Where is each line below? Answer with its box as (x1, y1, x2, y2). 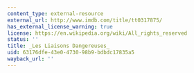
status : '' (7, 36, 39, 43)
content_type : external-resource (7, 10, 104, 17)
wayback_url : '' (7, 56, 54, 63)
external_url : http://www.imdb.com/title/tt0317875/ (7, 17, 163, 24)
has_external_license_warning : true (7, 23, 113, 30)
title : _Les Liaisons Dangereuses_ (7, 42, 110, 49)
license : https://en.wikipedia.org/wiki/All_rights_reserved (7, 29, 188, 37)
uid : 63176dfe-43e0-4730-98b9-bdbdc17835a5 (7, 49, 135, 56)
